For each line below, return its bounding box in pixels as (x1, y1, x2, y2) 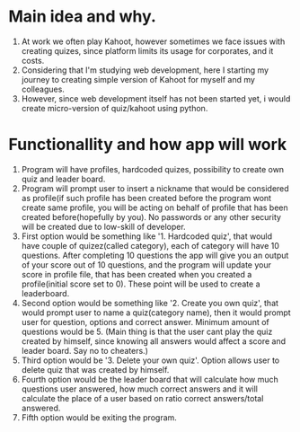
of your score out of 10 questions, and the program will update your (21, 259, 271, 270)
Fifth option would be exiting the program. (21, 411, 177, 423)
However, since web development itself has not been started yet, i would (21, 93, 291, 104)
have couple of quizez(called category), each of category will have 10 (21, 240, 280, 251)
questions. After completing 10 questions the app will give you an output (21, 250, 289, 260)
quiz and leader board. (21, 173, 106, 184)
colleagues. (21, 84, 65, 94)
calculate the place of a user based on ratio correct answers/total (21, 392, 264, 403)
